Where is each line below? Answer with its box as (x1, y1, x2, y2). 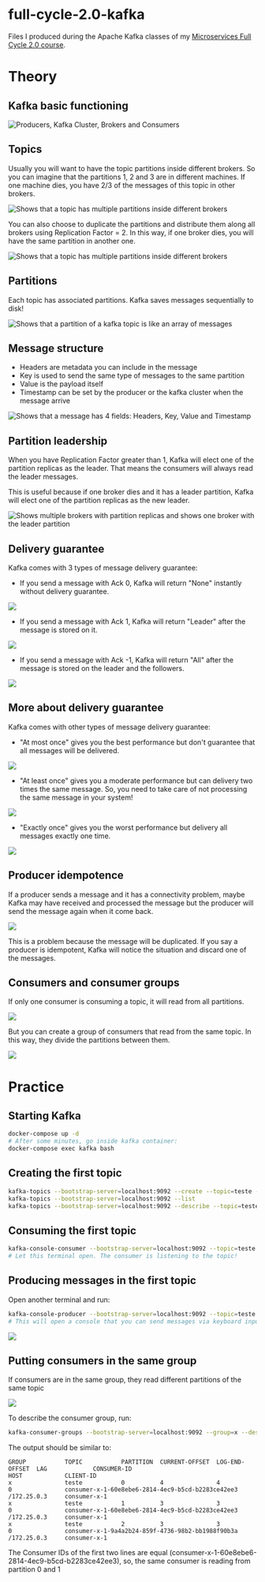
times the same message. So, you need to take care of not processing (19, 784, 248, 793)
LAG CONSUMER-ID (36, 1465, 132, 1473)
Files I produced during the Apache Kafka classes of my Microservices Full (8, 32, 252, 41)
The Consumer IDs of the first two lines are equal (8, 1548, 168, 1558)
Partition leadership (8, 434, 108, 447)
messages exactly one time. (19, 830, 111, 841)
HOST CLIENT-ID (8, 1472, 97, 1480)
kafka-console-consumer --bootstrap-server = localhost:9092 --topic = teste (8, 1244, 256, 1253)
